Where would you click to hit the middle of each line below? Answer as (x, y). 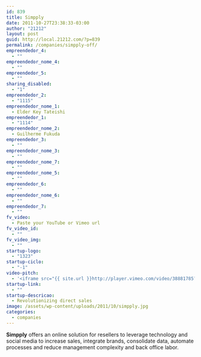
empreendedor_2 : (26, 95)
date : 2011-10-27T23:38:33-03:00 (48, 23)
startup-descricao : (31, 295)
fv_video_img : (24, 240)
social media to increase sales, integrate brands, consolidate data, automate (100, 341)
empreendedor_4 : (26, 51)
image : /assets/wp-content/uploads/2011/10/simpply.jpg (77, 306)
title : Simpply (25, 17)
